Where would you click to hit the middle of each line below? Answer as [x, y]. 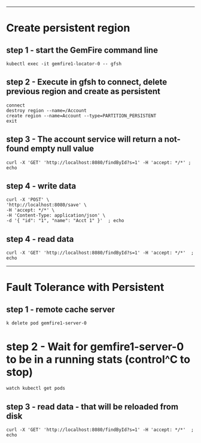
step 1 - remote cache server [61, 309]
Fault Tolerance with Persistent [85, 287]
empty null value [63, 149]
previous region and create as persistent [83, 91]
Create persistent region [68, 28]
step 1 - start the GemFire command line [82, 50]
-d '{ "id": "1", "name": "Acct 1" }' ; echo [65, 221]
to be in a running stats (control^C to [98, 359]
